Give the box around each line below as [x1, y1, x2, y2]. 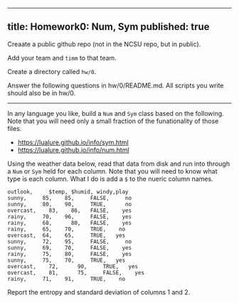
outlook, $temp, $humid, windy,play [7, 188, 129, 196]
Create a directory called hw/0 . [7, 67, 97, 75]
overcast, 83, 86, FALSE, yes [7, 207, 132, 214]
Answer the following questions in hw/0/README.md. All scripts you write [7, 81, 224, 90]
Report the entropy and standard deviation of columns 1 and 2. [7, 287, 191, 296]
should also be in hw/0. [7, 88, 76, 97]
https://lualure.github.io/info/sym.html [17, 138, 129, 147]
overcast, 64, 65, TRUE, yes [7, 232, 126, 239]
